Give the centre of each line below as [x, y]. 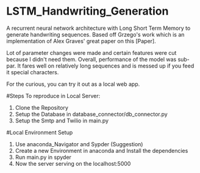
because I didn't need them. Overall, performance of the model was [91, 59]
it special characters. [33, 72]
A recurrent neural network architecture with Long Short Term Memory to [98, 28]
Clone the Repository [42, 107]
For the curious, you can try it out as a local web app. [73, 84]
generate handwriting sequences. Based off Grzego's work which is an [95, 34]
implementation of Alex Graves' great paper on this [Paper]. [81, 41]
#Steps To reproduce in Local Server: [53, 96]
